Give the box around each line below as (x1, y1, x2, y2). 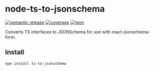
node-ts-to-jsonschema (5, 3, 105, 15)
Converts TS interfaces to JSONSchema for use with (5, 29, 111, 35)
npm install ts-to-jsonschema (5, 61, 67, 66)
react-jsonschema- (112, 29, 150, 35)
